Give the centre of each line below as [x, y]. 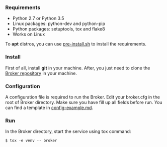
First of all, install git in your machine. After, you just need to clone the [78, 68]
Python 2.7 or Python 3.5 [38, 18]
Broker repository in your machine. [41, 73]
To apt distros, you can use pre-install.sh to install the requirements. [76, 44]
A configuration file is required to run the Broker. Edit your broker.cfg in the [82, 97]
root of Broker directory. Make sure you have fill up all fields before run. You [84, 102]
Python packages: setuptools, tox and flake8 [59, 29]
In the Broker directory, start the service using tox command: [68, 131]
